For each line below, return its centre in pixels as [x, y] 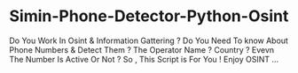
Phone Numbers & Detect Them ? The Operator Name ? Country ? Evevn [142, 49]
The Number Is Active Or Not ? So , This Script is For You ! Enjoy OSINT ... [144, 59]
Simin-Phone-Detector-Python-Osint [149, 16]
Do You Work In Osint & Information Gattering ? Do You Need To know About [149, 40]
